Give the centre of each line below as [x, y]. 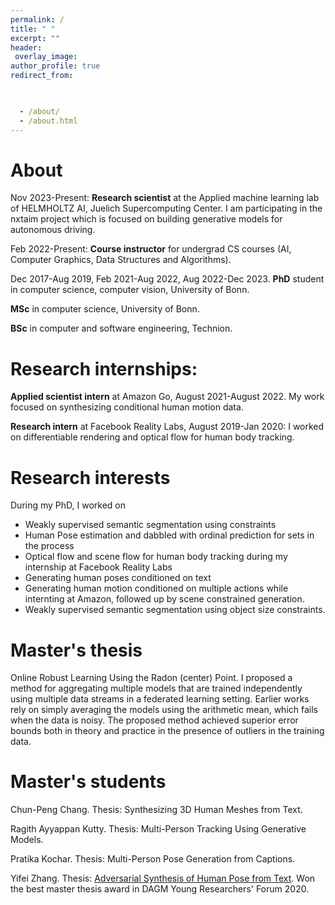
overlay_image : [46, 57]
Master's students [88, 782]
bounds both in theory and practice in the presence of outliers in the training [167, 731]
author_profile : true [55, 66]
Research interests [90, 477]
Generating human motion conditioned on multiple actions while [156, 588]
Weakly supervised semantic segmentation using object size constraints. [175, 610]
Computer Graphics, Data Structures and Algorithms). [121, 260]
